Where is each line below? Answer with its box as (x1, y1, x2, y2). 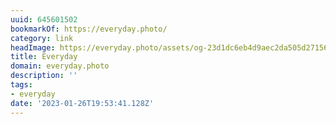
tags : (10, 80, 33, 90)
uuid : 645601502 (10, 14, 78, 25)
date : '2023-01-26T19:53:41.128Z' (10, 98, 155, 108)
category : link (10, 33, 74, 43)
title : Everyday (10, 52, 78, 62)
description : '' (10, 71, 78, 81)
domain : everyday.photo (10, 61, 110, 71)
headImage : (10, 42, 56, 53)
